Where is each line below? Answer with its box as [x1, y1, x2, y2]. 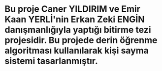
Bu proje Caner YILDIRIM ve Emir [4, 3, 141, 15]
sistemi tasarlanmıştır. [4, 55, 98, 67]
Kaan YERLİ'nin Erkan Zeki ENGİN [4, 14, 145, 25]
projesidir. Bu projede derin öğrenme [4, 35, 158, 46]
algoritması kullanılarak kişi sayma [4, 45, 149, 56]
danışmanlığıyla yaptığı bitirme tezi [4, 24, 151, 35]
